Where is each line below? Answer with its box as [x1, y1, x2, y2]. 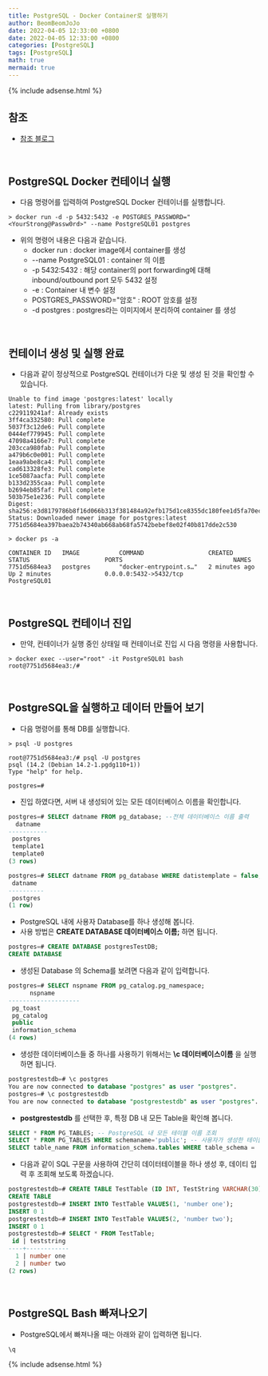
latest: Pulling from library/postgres [8, 402, 141, 410]
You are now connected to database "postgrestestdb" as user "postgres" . [8, 1097, 259, 1106]
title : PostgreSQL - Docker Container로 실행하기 [8, 11, 168, 20]
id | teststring [11, 1237, 66, 1246]
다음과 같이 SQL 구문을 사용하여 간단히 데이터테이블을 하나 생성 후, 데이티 [19, 1159, 249, 1169]
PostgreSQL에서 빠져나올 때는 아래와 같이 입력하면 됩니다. [19, 1329, 202, 1339]
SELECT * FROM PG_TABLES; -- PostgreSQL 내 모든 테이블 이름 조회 [8, 1129, 217, 1137]
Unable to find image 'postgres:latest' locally [8, 395, 173, 404]
